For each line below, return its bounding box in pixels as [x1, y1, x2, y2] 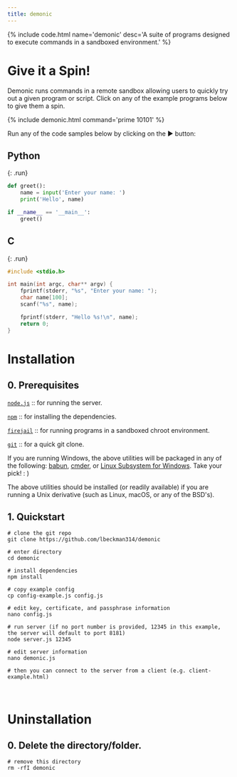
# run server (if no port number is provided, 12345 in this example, [7, 623, 221, 631]
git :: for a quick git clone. [7, 440, 85, 448]
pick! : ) [7, 468, 30, 477]
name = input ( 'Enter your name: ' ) [20, 189, 126, 196]
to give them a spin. [7, 101, 65, 110]
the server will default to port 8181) [7, 630, 126, 637]
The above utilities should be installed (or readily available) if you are [7, 483, 209, 491]
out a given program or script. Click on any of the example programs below [7, 94, 228, 102]
